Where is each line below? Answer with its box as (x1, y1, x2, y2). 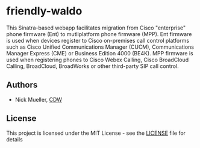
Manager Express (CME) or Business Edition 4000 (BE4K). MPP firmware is (6, 49, 194, 57)
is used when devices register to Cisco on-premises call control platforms (6, 37, 190, 44)
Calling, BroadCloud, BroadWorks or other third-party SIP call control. (6, 62, 179, 70)
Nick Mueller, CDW (14, 96, 62, 103)
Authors (6, 80, 38, 90)
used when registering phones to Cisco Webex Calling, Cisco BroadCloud (6, 56, 189, 63)
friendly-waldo (6, 4, 83, 18)
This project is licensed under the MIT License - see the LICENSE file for (6, 129, 186, 137)
